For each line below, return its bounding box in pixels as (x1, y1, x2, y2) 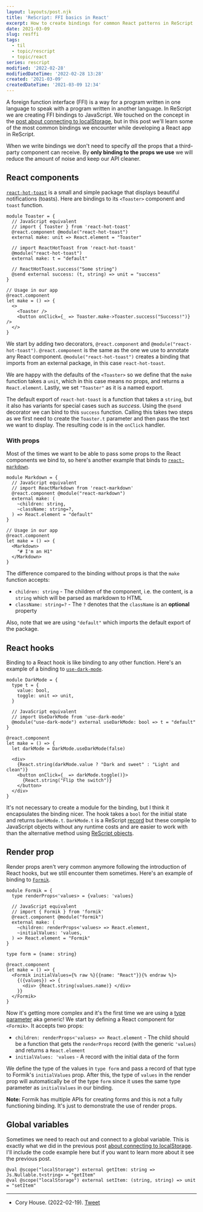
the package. (6, 625, 39, 633)
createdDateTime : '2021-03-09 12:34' (6, 82, 101, 88)
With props (6, 436, 40, 445)
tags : (6, 37, 20, 43)
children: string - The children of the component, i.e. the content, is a (14, 588, 193, 595)
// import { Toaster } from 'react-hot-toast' (11, 224, 131, 230)
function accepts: (6, 576, 50, 584)
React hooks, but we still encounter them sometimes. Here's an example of (6, 869, 193, 877)
